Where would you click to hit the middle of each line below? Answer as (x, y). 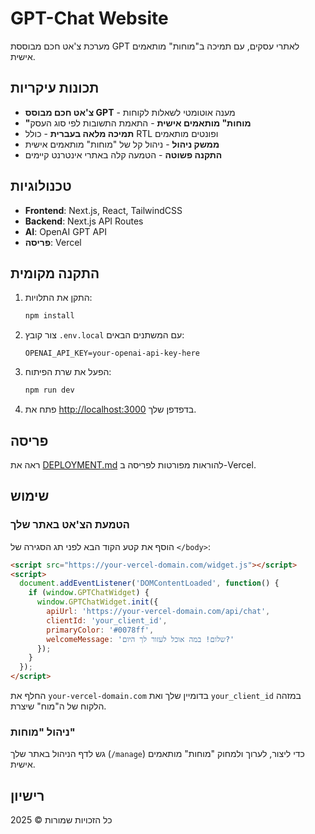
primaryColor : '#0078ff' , (100, 630)
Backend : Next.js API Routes (84, 221)
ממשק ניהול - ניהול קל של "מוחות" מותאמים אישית (122, 144)
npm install (49, 316)
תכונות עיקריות (55, 88)
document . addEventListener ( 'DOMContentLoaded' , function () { (149, 583)
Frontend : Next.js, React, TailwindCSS (103, 210)
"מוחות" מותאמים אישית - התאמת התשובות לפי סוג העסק (138, 123)
